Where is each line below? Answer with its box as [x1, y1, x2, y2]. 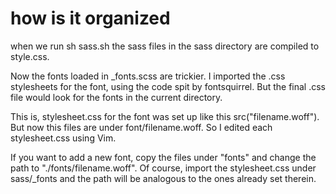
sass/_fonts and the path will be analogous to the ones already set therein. [10, 172, 317, 184]
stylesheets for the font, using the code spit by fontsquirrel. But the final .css [10, 80, 326, 92]
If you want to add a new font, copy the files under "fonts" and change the [10, 151, 317, 163]
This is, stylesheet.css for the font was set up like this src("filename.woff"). [10, 110, 320, 122]
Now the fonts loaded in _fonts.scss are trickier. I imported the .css [10, 70, 286, 82]
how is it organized [10, 7, 171, 30]
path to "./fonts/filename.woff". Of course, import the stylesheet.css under [10, 162, 317, 174]
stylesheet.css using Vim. [10, 132, 117, 144]
